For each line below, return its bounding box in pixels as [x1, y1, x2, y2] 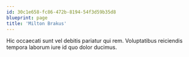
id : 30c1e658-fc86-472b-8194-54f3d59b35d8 [6, 9, 116, 15]
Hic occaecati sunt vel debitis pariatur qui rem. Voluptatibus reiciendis [6, 37, 183, 45]
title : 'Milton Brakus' [6, 20, 67, 26]
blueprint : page [6, 15, 48, 21]
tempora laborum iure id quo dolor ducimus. [6, 44, 117, 51]
